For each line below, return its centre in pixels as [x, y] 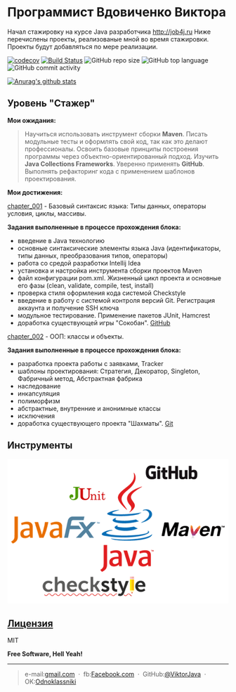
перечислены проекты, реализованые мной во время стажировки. [108, 39]
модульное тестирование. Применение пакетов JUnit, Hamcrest [114, 315]
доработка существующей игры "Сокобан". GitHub [94, 322]
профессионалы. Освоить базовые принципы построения [111, 149]
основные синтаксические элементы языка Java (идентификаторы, [119, 248]
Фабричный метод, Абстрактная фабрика [80, 378]
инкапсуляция [39, 393]
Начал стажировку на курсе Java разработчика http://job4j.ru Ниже [109, 32]
